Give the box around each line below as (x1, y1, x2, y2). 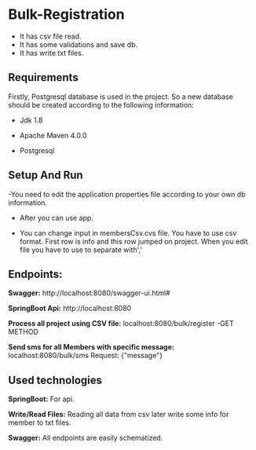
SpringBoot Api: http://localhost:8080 (8, 304, 132, 313)
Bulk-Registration (8, 5, 125, 24)
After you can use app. (19, 213, 94, 222)
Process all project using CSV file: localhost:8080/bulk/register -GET (8, 319, 234, 328)
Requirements (8, 71, 79, 84)
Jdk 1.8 (19, 115, 43, 125)
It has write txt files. (19, 48, 84, 57)
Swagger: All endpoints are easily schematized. (8, 434, 163, 443)
